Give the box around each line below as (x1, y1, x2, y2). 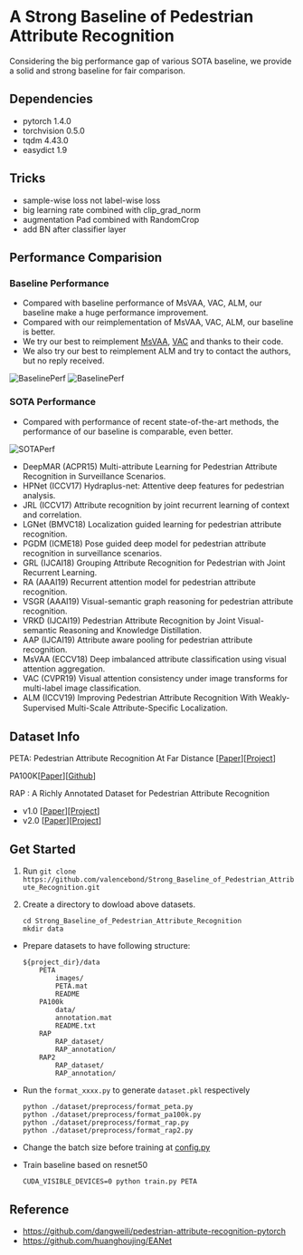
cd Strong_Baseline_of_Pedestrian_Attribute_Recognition (22, 917, 242, 926)
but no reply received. (22, 355, 105, 366)
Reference (9, 1202, 70, 1217)
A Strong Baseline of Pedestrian (9, 6, 254, 27)
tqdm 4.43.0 (22, 134, 70, 146)
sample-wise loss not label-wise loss (22, 195, 161, 206)
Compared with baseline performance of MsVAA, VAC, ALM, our (22, 297, 262, 309)
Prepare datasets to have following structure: (22, 941, 191, 951)
